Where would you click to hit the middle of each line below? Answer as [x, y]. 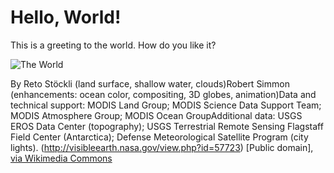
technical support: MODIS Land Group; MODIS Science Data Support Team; [166, 105]
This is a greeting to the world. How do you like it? [113, 45]
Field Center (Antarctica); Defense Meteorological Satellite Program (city [159, 137]
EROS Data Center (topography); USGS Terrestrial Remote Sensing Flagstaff [167, 126]
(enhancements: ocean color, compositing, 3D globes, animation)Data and [163, 94]
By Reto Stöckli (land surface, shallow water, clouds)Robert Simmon [150, 83]
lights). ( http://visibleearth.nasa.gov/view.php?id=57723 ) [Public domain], [162, 147]
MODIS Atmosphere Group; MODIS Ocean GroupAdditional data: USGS [156, 115]
